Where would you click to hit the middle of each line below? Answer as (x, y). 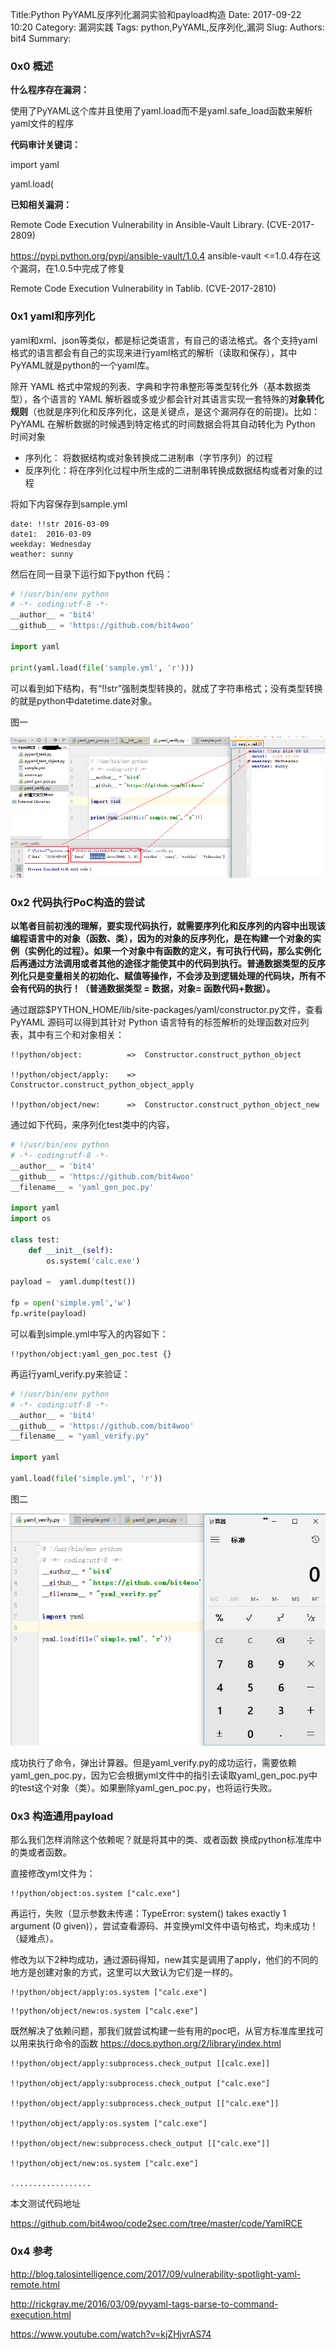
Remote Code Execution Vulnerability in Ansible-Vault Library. (137, 225)
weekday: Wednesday (51, 544)
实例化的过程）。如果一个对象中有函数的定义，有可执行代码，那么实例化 (174, 951)
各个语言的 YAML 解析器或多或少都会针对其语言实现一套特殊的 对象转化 (178, 399)
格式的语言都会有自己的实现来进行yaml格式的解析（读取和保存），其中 (154, 352)
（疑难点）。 (34, 1939)
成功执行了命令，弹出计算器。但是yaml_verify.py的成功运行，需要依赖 (153, 1762)
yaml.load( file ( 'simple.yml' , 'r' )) (86, 1478)
